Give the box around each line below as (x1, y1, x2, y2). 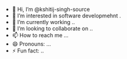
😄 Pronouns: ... (12, 40, 52, 48)
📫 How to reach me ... (12, 32, 69, 39)
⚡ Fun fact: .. (12, 47, 44, 54)
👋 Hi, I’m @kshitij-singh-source (12, 6, 90, 13)
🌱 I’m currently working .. (12, 19, 75, 25)
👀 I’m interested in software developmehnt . (12, 12, 122, 19)
